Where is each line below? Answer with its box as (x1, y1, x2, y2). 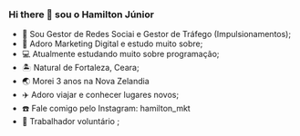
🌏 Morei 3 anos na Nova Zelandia (21, 76, 150, 87)
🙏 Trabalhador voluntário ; (21, 116, 120, 127)
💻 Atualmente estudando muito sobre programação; (21, 49, 220, 60)
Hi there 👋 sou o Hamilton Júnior (8, 8, 154, 21)
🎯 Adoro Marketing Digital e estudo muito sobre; (21, 38, 203, 49)
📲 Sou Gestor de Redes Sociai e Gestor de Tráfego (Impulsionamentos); (21, 29, 292, 40)
